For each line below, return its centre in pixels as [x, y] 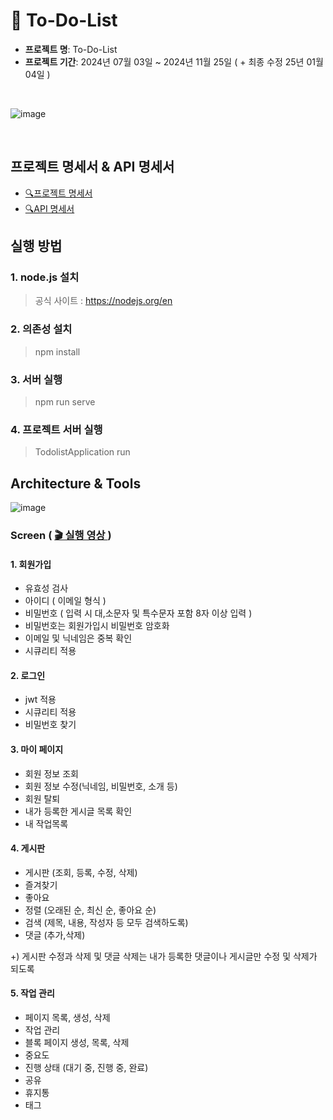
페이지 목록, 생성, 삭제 [67, 1018]
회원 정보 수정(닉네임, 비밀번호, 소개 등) [101, 786]
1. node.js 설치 [45, 277]
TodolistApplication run [82, 452]
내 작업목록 [46, 823]
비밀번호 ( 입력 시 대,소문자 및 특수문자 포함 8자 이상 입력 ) [138, 613]
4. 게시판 [28, 848]
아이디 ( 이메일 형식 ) [65, 601]
